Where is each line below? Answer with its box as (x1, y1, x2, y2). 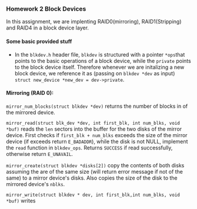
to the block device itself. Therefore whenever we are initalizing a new (14, 64, 185, 71)
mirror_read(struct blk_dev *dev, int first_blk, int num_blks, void (6, 120, 181, 126)
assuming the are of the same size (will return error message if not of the (6, 168, 183, 175)
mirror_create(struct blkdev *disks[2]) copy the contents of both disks (6, 161, 185, 169)
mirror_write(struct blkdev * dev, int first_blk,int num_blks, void (6, 192, 181, 198)
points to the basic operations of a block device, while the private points (14, 57, 191, 64)
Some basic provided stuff (6, 38, 72, 45)
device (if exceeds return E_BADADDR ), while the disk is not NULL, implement (6, 138, 188, 145)
